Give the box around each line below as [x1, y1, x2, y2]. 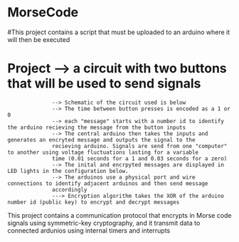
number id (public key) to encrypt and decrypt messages [7, 199, 180, 206]
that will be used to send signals [7, 75, 201, 92]
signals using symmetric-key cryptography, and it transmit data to [7, 219, 201, 227]
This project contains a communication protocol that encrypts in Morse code [7, 211, 232, 219]
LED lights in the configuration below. [7, 167, 129, 174]
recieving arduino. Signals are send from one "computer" [52, 142, 228, 149]
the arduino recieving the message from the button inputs [7, 124, 186, 131]
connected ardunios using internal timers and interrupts [7, 226, 171, 235]
